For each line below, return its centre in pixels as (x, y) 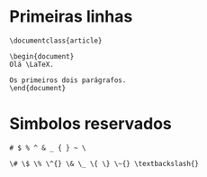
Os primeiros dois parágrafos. (68, 80)
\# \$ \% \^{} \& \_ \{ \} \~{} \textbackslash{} (104, 163)
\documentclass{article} (56, 41)
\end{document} (38, 88)
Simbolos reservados (91, 124)
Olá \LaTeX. (31, 64)
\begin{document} (42, 56)
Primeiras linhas (71, 17)
